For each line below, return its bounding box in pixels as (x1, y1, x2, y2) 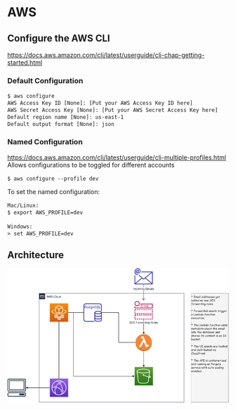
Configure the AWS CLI (7, 32, 110, 44)
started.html (7, 58, 43, 67)
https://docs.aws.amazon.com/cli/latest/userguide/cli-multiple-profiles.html (7, 153, 227, 162)
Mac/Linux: (7, 202, 39, 209)
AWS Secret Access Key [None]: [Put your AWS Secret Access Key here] (7, 107, 218, 114)
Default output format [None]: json (7, 121, 114, 128)
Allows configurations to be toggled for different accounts (7, 160, 175, 169)
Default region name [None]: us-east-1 (7, 114, 124, 121)
